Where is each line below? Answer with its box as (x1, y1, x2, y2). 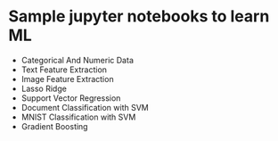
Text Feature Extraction (20, 64, 108, 75)
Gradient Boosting (20, 120, 88, 131)
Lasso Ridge (20, 83, 68, 94)
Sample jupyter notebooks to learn (8, 6, 270, 27)
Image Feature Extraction (20, 73, 114, 84)
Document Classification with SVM (20, 102, 149, 112)
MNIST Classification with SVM (20, 112, 136, 122)
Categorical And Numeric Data (20, 54, 135, 65)
